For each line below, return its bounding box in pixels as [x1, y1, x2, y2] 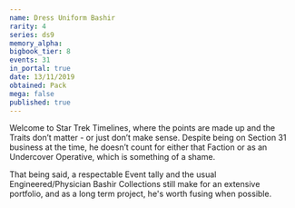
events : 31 [9, 55, 51, 64]
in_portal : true [9, 64, 71, 74]
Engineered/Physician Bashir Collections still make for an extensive [9, 179, 261, 190]
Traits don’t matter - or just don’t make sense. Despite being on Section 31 [9, 133, 287, 144]
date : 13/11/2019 [9, 73, 75, 82]
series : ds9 [9, 30, 54, 39]
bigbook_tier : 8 [9, 47, 71, 56]
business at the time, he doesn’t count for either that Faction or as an [9, 142, 268, 153]
